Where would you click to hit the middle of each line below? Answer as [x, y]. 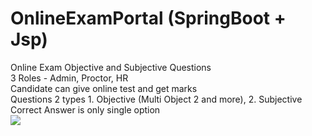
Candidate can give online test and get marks [104, 88]
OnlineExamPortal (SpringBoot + [148, 18]
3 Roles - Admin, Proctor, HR [69, 78]
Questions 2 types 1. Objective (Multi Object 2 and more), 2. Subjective [156, 99]
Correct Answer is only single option [85, 109]
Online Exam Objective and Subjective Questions [111, 67]
